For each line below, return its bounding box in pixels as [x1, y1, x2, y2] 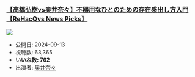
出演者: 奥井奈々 [15, 64, 56, 71]
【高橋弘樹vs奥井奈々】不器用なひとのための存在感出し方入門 [6, 5, 189, 13]
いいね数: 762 [15, 56, 50, 64]
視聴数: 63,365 [15, 49, 53, 56]
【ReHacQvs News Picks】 [6, 14, 88, 23]
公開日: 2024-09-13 [15, 41, 65, 48]
